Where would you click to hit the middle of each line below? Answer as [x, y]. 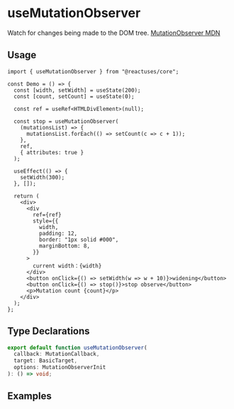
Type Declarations [49, 331]
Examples [29, 396]
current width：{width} [67, 266]
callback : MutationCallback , [57, 354]
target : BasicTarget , [46, 361]
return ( [27, 196]
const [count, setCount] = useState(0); [74, 96]
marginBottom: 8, [65, 246]
